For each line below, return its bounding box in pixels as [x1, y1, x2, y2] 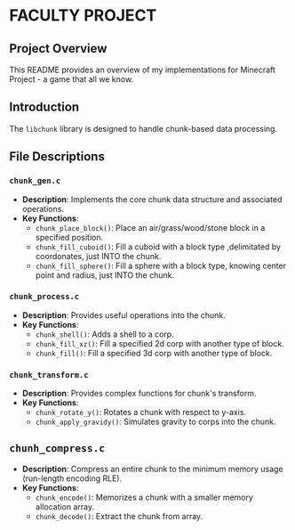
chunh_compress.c [9, 442, 105, 455]
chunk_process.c [9, 291, 80, 302]
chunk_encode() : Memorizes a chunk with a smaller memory [35, 492, 253, 502]
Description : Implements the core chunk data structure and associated [21, 193, 283, 205]
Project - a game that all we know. [9, 74, 134, 85]
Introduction [9, 100, 80, 115]
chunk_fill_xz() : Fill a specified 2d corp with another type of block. [35, 338, 284, 348]
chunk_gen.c [9, 175, 61, 186]
